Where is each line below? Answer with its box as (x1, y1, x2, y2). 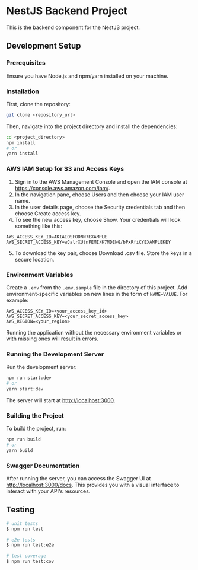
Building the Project (6, 411, 64, 419)
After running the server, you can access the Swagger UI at (6, 475, 151, 482)
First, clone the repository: (6, 100, 71, 107)
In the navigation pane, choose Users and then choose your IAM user (14, 191, 185, 198)
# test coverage (6, 553, 46, 559)
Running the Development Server (6, 350, 104, 358)
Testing (6, 505, 35, 515)
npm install (6, 139, 36, 146)
